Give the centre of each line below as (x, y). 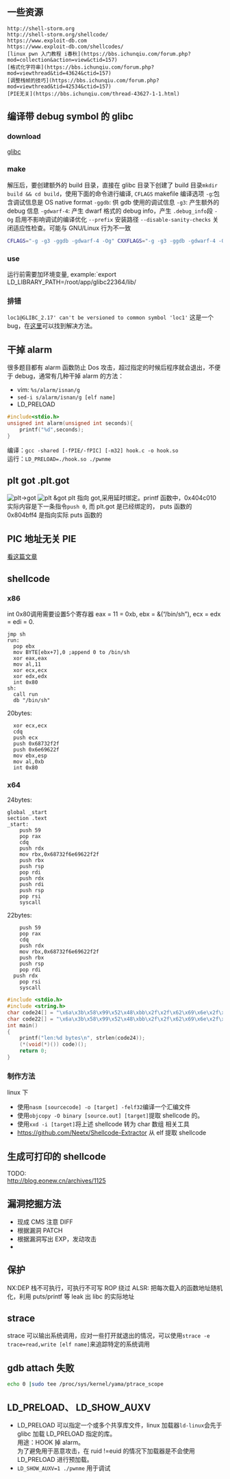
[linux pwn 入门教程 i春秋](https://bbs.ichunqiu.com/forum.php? (99, 54)
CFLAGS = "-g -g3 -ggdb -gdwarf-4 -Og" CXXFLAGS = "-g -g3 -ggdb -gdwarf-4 (111, 241)
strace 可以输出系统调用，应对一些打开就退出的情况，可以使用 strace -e (108, 1336)
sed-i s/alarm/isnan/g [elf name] (66, 398)
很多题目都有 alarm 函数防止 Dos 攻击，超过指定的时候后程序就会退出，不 (111, 368)
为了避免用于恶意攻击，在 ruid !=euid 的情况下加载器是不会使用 (106, 1451)
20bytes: (20, 713)
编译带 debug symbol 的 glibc (70, 116)
